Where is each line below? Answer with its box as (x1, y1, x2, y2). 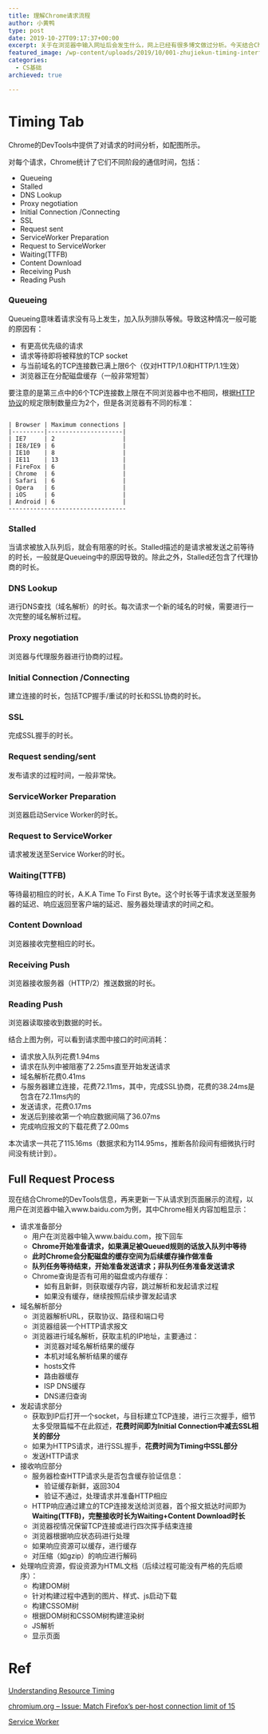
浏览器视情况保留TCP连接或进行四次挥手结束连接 (31, 1521, 193, 1531)
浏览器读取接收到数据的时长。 (8, 1018, 106, 1028)
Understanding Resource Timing (8, 1686, 115, 1696)
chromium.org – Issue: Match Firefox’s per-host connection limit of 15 (8, 1701, 235, 1711)
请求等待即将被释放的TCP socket (19, 351, 128, 360)
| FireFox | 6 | (8, 463, 127, 471)
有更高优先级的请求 (19, 340, 84, 350)
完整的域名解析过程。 (14, 612, 85, 622)
